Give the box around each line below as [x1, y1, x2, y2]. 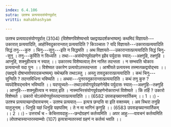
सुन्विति [5, 76, 17, 82]
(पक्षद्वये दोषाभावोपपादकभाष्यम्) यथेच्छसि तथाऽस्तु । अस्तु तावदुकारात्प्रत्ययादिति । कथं [5, 70, 142, 76]
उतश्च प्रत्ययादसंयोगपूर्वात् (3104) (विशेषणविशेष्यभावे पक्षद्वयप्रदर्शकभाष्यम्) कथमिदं [5, 35, 135, 41]
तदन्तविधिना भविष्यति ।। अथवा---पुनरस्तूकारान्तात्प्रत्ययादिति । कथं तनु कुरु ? [21, 76, 149, 82]
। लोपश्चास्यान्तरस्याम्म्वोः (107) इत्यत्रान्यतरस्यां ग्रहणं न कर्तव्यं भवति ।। [5, 116, 122, 122]
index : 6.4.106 [5, 7, 38, 13]
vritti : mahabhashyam [5, 17, 52, 22]
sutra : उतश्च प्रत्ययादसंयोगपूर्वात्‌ [5, 12, 57, 17]
